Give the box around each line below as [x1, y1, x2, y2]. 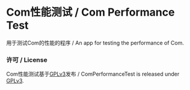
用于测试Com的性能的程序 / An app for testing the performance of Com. [6, 39, 185, 46]
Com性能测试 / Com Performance [6, 5, 175, 19]
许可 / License [6, 55, 47, 64]
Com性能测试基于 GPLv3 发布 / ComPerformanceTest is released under [6, 70, 180, 78]
